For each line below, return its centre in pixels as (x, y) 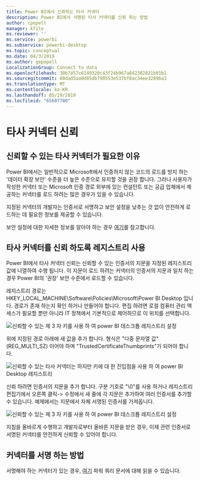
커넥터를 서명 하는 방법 (45, 455)
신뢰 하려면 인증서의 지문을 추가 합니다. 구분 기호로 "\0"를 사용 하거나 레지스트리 (99, 387)
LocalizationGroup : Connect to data (52, 67)
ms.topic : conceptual (33, 51)
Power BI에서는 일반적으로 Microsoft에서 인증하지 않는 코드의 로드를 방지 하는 (97, 172)
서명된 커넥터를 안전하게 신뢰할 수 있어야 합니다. (62, 435)
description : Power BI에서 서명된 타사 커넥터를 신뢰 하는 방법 (77, 17)
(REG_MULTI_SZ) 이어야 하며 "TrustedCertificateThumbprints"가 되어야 (92, 346)
